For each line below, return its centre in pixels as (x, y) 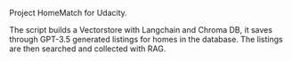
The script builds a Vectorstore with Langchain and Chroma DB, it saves (141, 30)
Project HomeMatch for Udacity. (68, 13)
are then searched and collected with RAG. (88, 49)
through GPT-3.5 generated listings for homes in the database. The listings (146, 39)
